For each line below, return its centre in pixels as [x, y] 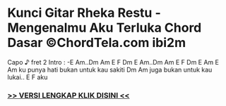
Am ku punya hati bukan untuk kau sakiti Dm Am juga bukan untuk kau [110, 69]
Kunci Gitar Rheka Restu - [84, 13]
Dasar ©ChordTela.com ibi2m [96, 43]
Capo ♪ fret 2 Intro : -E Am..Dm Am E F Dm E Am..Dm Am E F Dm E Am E [113, 62]
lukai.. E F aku [28, 77]
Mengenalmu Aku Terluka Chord [105, 28]
